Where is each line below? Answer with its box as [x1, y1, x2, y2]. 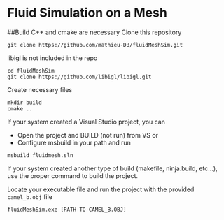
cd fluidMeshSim [7, 67, 55, 74]
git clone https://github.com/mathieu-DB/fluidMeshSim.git [7, 41, 183, 48]
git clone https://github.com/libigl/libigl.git [7, 73, 152, 80]
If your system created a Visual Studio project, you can [7, 117, 166, 126]
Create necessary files [7, 85, 73, 94]
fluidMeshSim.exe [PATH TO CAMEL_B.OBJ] [7, 206, 127, 213]
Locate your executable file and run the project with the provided [7, 185, 195, 193]
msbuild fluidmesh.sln [7, 152, 73, 159]
